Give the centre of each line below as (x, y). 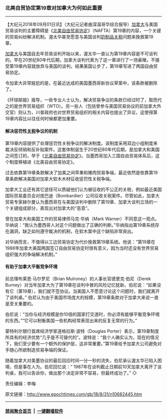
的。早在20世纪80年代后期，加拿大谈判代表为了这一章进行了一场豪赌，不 (80, 60)
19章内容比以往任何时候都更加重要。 (42, 119)
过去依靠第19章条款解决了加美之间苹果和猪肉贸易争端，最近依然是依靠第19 (82, 172)
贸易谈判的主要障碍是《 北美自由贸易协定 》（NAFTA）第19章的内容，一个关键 (83, 30)
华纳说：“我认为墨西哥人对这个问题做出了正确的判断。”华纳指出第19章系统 (80, 225)
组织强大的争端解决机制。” (31, 254)
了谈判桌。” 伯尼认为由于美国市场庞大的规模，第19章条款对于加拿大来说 (78, 297)
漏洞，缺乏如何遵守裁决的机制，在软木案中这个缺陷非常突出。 (72, 231)
